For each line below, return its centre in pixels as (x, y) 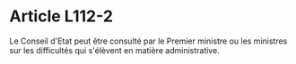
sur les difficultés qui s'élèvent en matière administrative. (114, 50)
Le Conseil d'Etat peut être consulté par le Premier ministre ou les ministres (148, 41)
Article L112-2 (61, 16)
